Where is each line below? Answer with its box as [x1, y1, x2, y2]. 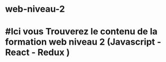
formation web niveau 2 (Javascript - [5, 36, 162, 48]
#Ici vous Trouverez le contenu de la [5, 26, 158, 37]
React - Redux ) [5, 47, 70, 58]
